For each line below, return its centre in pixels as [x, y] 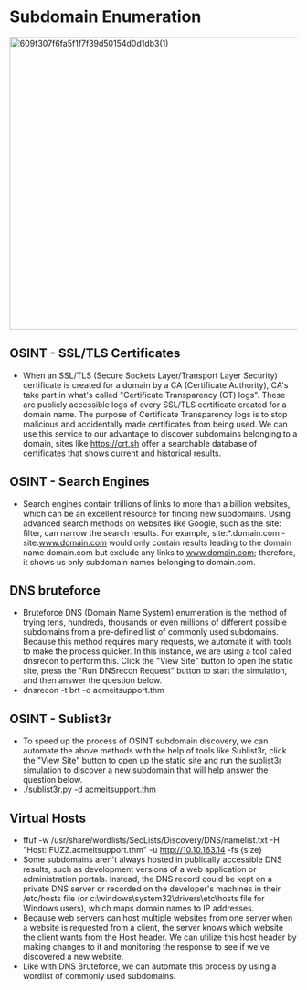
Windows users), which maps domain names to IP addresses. [138, 908]
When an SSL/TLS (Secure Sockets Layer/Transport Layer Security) [150, 375]
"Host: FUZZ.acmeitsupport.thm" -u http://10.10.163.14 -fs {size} [143, 850]
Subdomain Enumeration [106, 17]
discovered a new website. [73, 957]
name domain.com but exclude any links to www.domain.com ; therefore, [159, 552]
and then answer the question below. [92, 680]
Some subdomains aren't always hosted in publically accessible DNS [152, 859]
